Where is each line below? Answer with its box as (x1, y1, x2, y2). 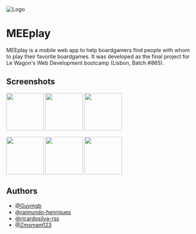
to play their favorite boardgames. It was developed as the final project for (6, 53, 190, 60)
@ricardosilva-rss (14, 215, 60, 222)
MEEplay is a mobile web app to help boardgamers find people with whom (6, 46, 191, 53)
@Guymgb (14, 202, 42, 209)
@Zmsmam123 (14, 221, 52, 228)
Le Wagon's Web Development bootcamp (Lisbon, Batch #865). (6, 59, 164, 66)
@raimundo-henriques (14, 208, 71, 215)
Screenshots (6, 77, 55, 87)
